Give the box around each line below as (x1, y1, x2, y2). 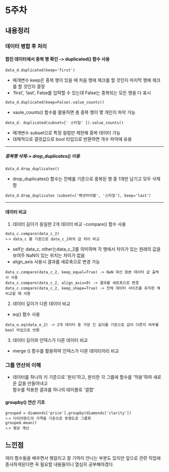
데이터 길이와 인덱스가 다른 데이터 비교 (12, 337, 88, 343)
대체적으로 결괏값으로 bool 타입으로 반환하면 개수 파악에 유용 (12, 136, 132, 142)
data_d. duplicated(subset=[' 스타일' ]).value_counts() (5, 120, 124, 125)
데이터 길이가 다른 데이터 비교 (12, 301, 70, 307)
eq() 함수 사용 (12, 311, 40, 317)
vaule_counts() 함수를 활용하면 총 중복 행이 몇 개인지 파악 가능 (12, 109, 136, 115)
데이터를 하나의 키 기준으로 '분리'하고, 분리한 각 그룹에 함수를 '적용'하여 (12, 374, 152, 380)
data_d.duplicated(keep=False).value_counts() (5, 99, 105, 105)
